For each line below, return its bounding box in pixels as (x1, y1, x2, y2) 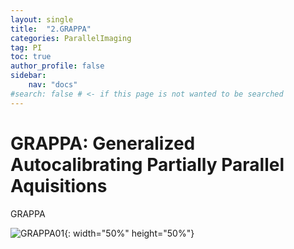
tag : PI (10, 42, 43, 53)
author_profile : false (10, 61, 105, 71)
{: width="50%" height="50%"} (64, 227, 195, 239)
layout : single (10, 14, 74, 25)
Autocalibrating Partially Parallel (10, 153, 285, 176)
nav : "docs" (28, 80, 78, 90)
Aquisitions (10, 174, 108, 197)
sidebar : (10, 71, 47, 81)
